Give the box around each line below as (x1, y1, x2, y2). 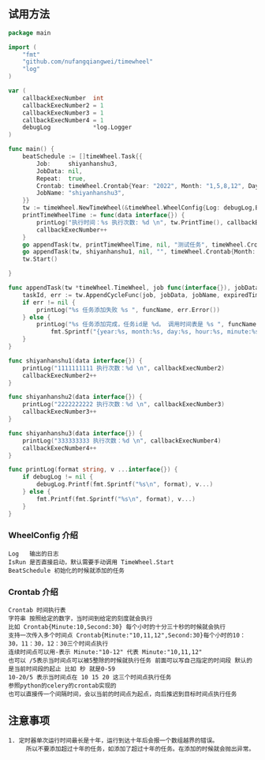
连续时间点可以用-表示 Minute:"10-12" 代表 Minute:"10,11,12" (8, 649, 203, 657)
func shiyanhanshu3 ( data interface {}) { (8, 429, 144, 437)
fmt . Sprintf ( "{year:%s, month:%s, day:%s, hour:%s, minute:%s (50, 328, 259, 336)
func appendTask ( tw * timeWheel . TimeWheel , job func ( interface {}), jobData (8, 284, 259, 292)
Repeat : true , (36, 175, 87, 182)
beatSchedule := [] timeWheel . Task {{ (22, 152, 144, 160)
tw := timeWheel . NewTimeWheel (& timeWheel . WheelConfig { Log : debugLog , (22, 204, 256, 212)
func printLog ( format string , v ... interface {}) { (8, 465, 178, 474)
